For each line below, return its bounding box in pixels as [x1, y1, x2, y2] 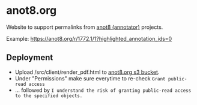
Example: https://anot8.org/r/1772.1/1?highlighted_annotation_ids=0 [6, 35, 172, 42]
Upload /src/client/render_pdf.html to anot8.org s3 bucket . [14, 68, 160, 76]
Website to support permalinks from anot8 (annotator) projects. [6, 23, 163, 31]
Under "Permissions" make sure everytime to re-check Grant [14, 74, 166, 82]
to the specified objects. [14, 92, 83, 99]
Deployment [6, 52, 53, 63]
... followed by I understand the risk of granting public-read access [14, 86, 192, 94]
